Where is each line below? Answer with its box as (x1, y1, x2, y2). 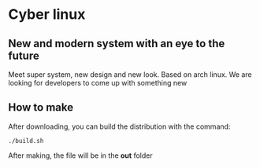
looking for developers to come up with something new (8, 79, 188, 87)
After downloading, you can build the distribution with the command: (8, 122, 231, 131)
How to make (8, 100, 74, 115)
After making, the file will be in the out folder (8, 151, 153, 160)
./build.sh (8, 137, 44, 144)
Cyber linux (8, 5, 86, 24)
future (8, 49, 39, 62)
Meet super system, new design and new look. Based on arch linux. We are (8, 70, 252, 79)
